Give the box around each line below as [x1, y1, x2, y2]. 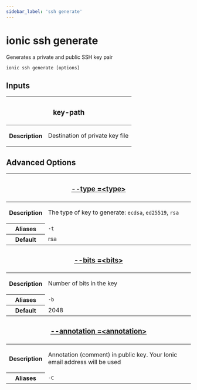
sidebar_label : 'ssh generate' [6, 8, 83, 15]
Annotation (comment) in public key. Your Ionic [47, 351, 178, 359]
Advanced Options [6, 157, 76, 168]
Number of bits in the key [47, 279, 118, 288]
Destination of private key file [47, 132, 129, 140]
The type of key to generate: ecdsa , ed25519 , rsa [47, 208, 179, 216]
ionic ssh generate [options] [6, 65, 80, 71]
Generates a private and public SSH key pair [6, 54, 113, 61]
